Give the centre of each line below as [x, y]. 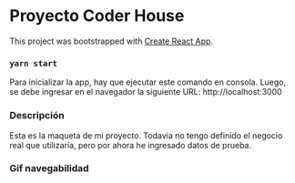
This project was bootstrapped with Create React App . [112, 41]
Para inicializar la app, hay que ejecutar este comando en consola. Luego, [148, 82]
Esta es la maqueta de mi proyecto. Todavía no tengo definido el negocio [146, 135]
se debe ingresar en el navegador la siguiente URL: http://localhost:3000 [146, 92]
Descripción [37, 116]
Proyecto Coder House [97, 16]
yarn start [33, 63]
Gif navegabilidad [49, 168]
